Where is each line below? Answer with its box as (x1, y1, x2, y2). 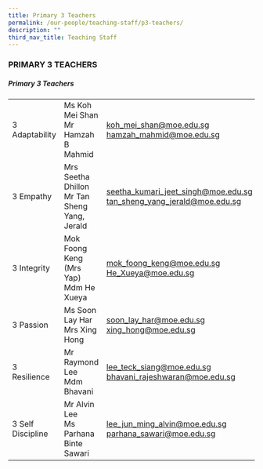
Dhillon (63, 181, 90, 192)
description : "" (8, 26, 61, 34)
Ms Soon (63, 305, 96, 316)
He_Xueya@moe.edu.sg (106, 267, 195, 278)
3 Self (12, 419, 34, 430)
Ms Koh (63, 100, 92, 111)
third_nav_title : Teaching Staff (8, 33, 117, 42)
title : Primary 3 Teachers (8, 11, 96, 20)
